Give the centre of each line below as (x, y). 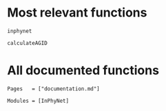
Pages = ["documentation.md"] (53, 89)
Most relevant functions (77, 13)
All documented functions (83, 71)
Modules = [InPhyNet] (38, 101)
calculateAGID (28, 43)
